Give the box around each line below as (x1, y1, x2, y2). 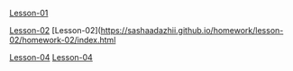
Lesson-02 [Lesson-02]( (9, 25, 101, 35)
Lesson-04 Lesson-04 (9, 52, 93, 62)
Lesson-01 (9, 8, 49, 18)
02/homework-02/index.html (9, 35, 116, 45)
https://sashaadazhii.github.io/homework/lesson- (100, 25, 284, 35)
